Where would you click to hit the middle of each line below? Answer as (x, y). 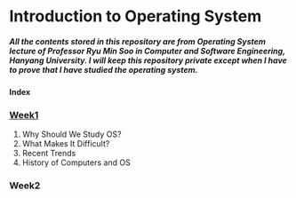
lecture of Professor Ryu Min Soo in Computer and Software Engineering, (148, 51)
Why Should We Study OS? (72, 134)
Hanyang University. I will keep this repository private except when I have (148, 60)
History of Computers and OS (76, 162)
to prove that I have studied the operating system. (104, 69)
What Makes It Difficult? (66, 144)
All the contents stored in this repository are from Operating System (138, 41)
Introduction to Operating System (136, 16)
